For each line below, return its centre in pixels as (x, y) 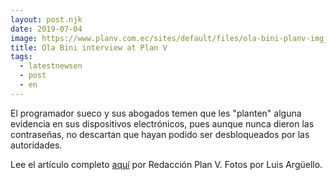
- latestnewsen (51, 66)
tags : (21, 57)
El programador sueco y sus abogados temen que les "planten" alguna (156, 113)
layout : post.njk (46, 19)
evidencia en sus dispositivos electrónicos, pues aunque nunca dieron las (162, 123)
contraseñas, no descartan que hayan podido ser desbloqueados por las (160, 134)
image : (24, 38)
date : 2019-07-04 (46, 29)
